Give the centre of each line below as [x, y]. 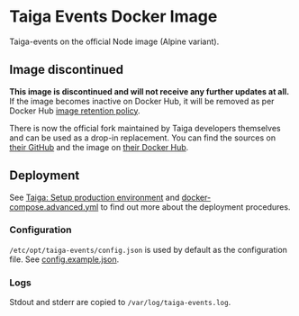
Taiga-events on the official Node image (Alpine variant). [114, 41]
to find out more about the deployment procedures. [195, 207]
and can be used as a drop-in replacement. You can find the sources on [143, 138]
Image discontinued [67, 70]
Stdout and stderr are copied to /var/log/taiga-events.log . [120, 302]
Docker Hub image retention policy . [75, 111]
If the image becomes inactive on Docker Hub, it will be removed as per [142, 101]
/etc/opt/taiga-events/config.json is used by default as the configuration [149, 249]
